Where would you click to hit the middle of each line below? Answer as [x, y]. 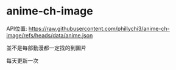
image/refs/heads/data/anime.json [50, 35]
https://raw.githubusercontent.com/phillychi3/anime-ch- [99, 28]
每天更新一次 [22, 60]
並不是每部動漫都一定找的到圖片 [46, 48]
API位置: [17, 28]
